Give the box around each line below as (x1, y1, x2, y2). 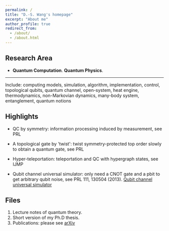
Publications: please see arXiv (12, 220, 75, 226)
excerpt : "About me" (5, 17, 49, 22)
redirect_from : (5, 26, 37, 31)
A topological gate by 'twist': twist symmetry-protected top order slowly (12, 141, 162, 147)
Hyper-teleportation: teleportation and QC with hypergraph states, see (12, 156, 158, 162)
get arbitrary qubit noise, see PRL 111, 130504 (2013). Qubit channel (12, 176, 152, 182)
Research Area (5, 54, 53, 63)
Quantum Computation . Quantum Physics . (12, 67, 104, 73)
